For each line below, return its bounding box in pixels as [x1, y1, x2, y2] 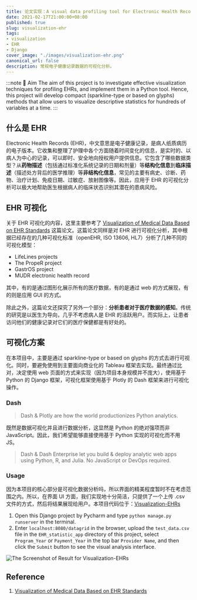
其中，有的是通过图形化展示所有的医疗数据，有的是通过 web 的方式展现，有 [6, 284, 189, 291]
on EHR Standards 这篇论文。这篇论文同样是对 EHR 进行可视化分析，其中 [6, 227, 183, 234]
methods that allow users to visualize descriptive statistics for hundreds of [6, 98, 186, 105]
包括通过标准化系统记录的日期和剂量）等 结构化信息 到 [46, 162, 176, 169]
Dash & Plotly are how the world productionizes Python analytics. [20, 412, 178, 419]
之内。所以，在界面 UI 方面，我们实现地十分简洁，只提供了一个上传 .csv [11, 493, 185, 500]
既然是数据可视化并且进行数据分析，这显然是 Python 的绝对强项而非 [6, 424, 170, 431]
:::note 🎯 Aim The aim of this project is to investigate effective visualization [6, 79, 186, 86]
